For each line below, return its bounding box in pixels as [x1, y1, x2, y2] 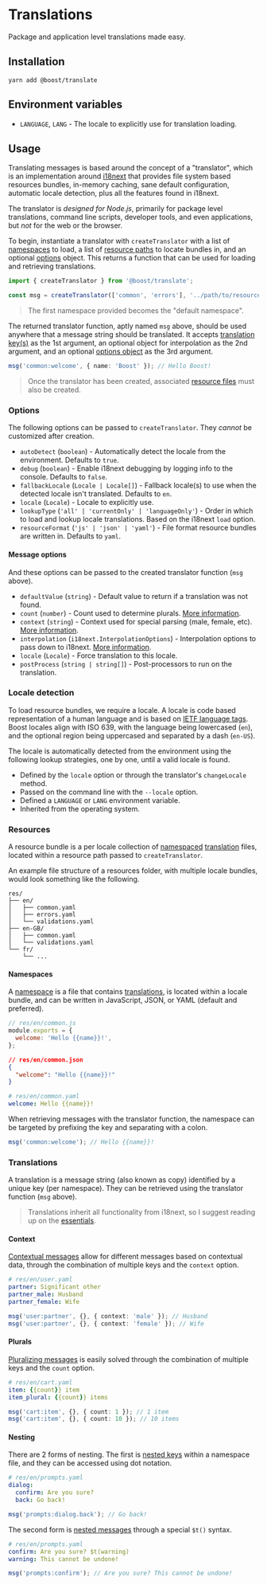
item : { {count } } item [8, 1386, 80, 1394]
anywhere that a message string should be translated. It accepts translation [8, 330, 255, 339]
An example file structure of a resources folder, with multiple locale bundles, [8, 866, 258, 875]
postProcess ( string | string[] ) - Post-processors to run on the [19, 659, 233, 668]
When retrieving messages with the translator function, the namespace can [8, 1114, 255, 1124]
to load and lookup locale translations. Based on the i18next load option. [19, 515, 256, 524]
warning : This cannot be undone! [8, 1555, 119, 1563]
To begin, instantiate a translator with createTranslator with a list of [8, 237, 230, 246]
